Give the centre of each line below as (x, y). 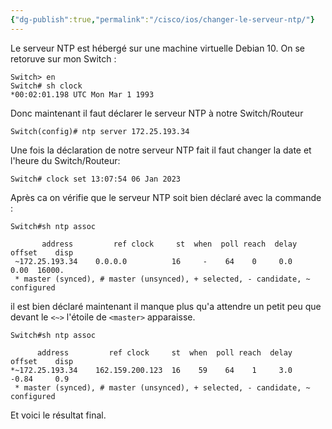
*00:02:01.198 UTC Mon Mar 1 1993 (82, 94)
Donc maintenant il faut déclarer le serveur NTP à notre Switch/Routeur (157, 113)
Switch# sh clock (46, 86)
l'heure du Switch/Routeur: (65, 160)
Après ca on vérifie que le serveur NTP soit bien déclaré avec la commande (166, 197)
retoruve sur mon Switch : (63, 58)
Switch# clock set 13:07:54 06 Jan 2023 (96, 179)
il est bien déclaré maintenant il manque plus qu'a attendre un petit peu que (166, 306)
